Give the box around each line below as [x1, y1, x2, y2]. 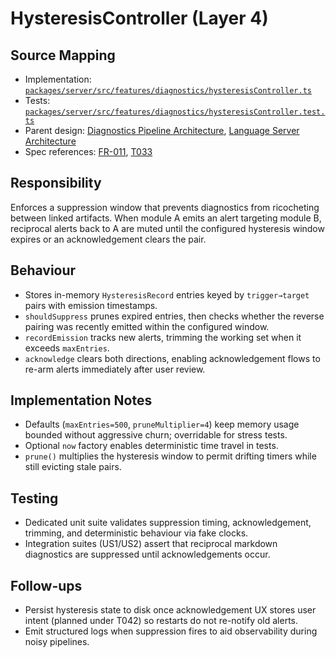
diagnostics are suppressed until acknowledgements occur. [24, 548, 271, 561]
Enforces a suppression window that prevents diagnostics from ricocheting [10, 201, 320, 213]
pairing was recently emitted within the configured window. [24, 320, 270, 332]
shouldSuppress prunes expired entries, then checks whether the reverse [24, 310, 325, 322]
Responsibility [10, 175, 102, 192]
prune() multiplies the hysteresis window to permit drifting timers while [24, 450, 317, 462]
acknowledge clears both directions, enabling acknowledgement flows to [24, 352, 321, 364]
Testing [10, 490, 59, 507]
